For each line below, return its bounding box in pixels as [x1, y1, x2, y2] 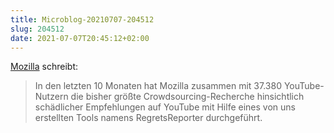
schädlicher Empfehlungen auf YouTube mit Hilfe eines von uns [34, 101, 296, 113]
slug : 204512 [10, 24, 65, 34]
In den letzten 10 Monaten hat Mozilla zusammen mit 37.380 [34, 80, 282, 92]
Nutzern [34, 91, 69, 103]
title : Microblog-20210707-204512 [10, 14, 155, 25]
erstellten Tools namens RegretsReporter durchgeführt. [34, 112, 263, 124]
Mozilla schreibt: [10, 61, 78, 73]
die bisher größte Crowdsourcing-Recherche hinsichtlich [70, 91, 305, 103]
